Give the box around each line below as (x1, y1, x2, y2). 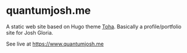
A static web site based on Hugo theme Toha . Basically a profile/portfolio (6, 23, 182, 30)
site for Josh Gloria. (6, 29, 54, 36)
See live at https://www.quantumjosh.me (6, 40, 104, 47)
